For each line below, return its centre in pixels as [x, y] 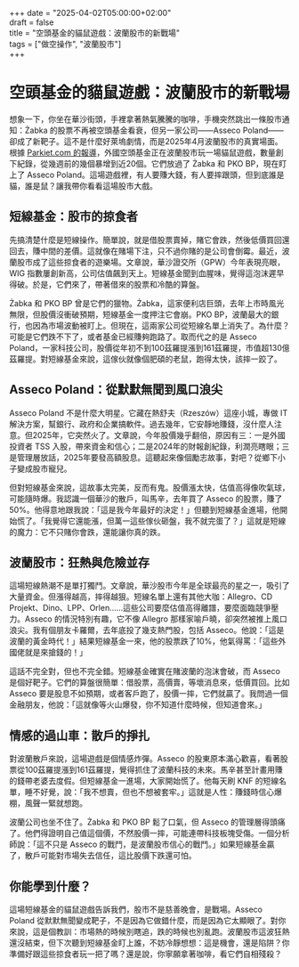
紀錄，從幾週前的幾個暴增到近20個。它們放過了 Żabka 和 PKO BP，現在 [148, 163]
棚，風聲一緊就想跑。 [48, 803]
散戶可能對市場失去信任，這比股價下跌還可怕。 [110, 856]
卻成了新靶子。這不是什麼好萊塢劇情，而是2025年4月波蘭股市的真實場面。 [146, 141]
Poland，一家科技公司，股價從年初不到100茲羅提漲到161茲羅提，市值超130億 [149, 347]
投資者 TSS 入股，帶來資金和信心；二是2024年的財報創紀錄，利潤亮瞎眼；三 [149, 446]
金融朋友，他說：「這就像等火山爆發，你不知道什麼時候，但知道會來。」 [138, 705]
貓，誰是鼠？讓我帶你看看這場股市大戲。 [83, 185]
